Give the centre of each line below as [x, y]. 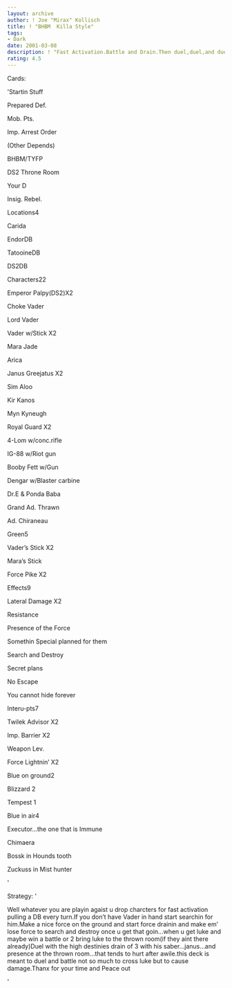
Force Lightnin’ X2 [33, 762]
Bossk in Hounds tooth [39, 856]
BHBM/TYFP [25, 158]
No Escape [23, 681]
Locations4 [23, 212]
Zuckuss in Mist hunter [40, 869]
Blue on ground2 [31, 775]
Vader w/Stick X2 [32, 333]
